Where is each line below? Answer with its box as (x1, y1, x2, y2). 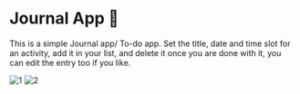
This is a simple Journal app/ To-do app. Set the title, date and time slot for (9, 38, 291, 49)
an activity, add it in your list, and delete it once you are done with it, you (9, 47, 282, 58)
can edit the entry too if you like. (9, 57, 131, 68)
